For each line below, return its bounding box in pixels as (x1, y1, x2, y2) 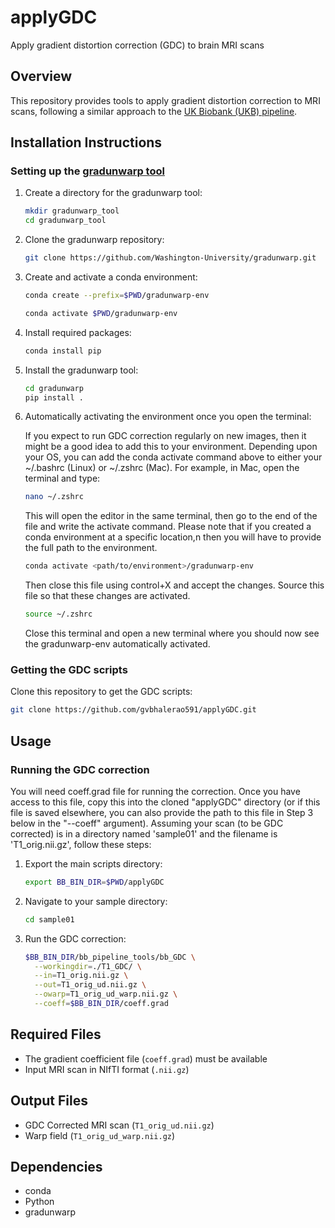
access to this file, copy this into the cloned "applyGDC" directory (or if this (10, 796, 321, 808)
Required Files (10, 1026, 102, 1043)
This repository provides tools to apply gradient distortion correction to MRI (10, 94, 321, 106)
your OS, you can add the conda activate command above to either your (24, 451, 323, 463)
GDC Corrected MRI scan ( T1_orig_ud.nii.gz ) (24, 1119, 215, 1131)
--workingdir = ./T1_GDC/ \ (34, 961, 142, 971)
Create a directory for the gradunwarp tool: (24, 187, 203, 199)
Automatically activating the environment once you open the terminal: (24, 411, 312, 423)
